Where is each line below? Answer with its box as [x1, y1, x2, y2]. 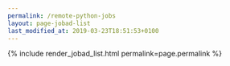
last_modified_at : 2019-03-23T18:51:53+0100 [7, 27, 159, 35]
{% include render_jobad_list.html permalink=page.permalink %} [7, 49, 223, 59]
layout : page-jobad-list [7, 19, 91, 27]
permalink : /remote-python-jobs [7, 11, 116, 20]
